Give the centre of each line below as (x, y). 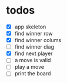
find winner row (33, 33)
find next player (33, 53)
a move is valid (33, 60)
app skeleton (30, 27)
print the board (33, 74)
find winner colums (38, 40)
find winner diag (34, 47)
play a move (29, 67)
